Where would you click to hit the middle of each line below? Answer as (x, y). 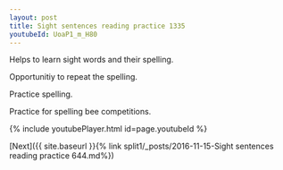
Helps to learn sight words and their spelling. (92, 60)
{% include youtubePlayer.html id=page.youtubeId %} (108, 129)
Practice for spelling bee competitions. (80, 112)
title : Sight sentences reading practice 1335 (97, 26)
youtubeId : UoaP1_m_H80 (54, 34)
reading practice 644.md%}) (62, 156)
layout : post (33, 17)
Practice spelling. (41, 94)
